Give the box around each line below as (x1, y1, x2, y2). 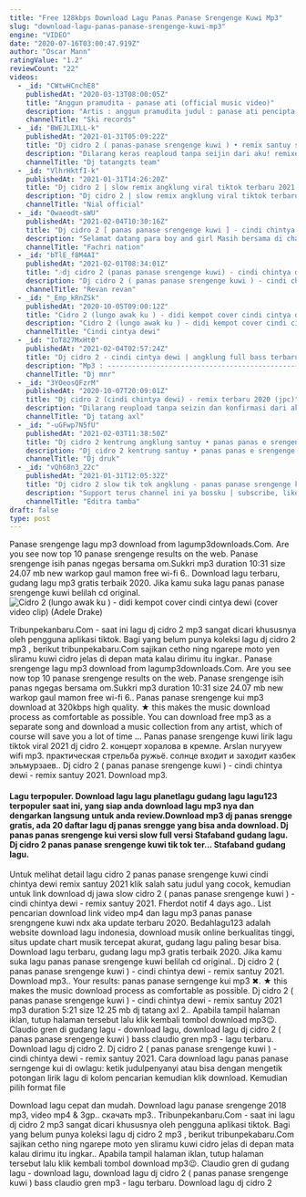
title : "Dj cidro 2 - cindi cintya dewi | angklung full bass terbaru (25, 352, 300, 361)
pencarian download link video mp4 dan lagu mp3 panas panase (9, 908, 252, 919)
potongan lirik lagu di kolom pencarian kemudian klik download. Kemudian (9, 1073, 289, 1084)
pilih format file (9, 1082, 66, 1093)
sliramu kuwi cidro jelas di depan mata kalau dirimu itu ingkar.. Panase (9, 653, 273, 664)
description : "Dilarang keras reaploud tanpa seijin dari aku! (25, 149, 271, 158)
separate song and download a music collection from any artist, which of (9, 722, 283, 733)
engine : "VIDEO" (9, 30, 71, 39)
